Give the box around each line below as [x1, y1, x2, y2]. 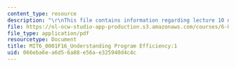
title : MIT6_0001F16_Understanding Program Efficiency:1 [7, 43, 178, 50]
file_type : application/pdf [7, 29, 90, 37]
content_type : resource [7, 10, 77, 17]
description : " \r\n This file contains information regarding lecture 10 [7, 17, 225, 24]
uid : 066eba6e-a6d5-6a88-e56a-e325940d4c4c [7, 50, 137, 57]
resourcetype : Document [7, 36, 77, 43]
